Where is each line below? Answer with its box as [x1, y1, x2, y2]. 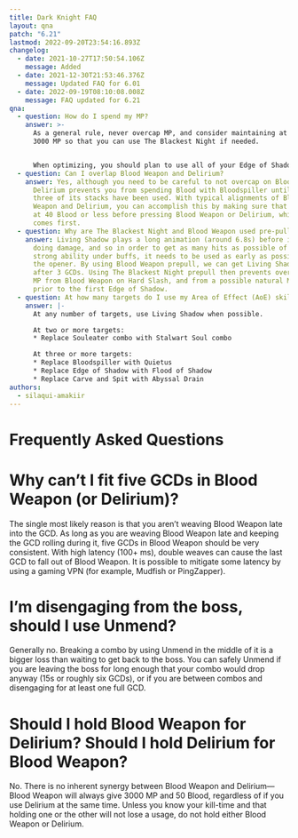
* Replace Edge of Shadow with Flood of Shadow [32, 366, 213, 375]
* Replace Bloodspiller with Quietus [32, 358, 173, 367]
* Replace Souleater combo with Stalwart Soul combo [32, 334, 232, 343]
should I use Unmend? [9, 615, 177, 635]
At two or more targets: [32, 325, 125, 334]
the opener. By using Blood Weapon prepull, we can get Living [32, 259, 272, 269]
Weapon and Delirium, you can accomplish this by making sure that [32, 202, 288, 211]
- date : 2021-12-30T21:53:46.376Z [17, 71, 145, 80]
